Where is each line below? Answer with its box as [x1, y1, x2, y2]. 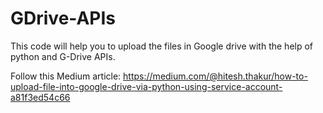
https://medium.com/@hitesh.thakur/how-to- [123, 70, 308, 82]
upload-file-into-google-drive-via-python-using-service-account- [10, 80, 283, 92]
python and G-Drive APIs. [10, 50, 116, 62]
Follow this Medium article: [10, 70, 122, 82]
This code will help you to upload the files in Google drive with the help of [10, 40, 314, 52]
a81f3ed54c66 [10, 91, 71, 103]
